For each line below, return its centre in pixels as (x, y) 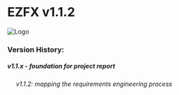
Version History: (36, 50)
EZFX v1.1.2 (41, 12)
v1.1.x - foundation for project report (61, 66)
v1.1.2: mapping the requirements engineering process (94, 84)
